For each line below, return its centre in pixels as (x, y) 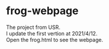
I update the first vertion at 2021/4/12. (52, 33)
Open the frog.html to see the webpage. (54, 40)
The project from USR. (33, 27)
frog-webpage (42, 11)
